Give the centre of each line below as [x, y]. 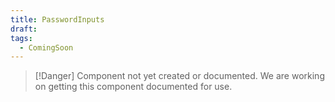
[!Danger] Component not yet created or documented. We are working [179, 76]
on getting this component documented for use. [133, 87]
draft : [24, 29]
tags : [21, 38]
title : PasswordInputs [57, 19]
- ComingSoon [46, 47]
